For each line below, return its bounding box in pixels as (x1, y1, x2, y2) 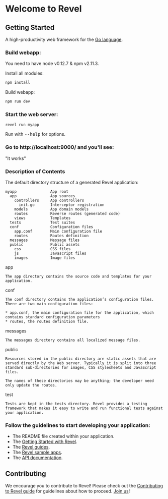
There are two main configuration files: (5, 301, 94, 306)
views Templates (14, 215, 71, 220)
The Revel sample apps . (12, 450, 63, 456)
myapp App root (5, 189, 69, 194)
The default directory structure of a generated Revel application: (5, 179, 139, 185)
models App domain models (14, 206, 89, 212)
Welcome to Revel (5, 3, 82, 15)
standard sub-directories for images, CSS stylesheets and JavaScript (5, 365, 156, 370)
